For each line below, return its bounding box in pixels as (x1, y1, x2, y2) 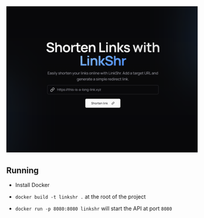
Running (6, 165, 39, 175)
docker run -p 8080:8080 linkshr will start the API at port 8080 (15, 205, 172, 213)
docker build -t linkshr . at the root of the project (15, 193, 146, 200)
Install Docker (15, 182, 50, 189)
